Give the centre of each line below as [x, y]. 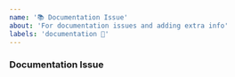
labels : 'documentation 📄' [59, 34]
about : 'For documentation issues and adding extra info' [119, 26]
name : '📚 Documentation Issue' [69, 17]
